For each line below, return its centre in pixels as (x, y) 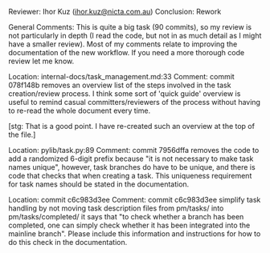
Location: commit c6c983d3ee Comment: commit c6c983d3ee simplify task (135, 200)
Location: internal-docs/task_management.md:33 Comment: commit (121, 76)
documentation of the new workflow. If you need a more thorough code (127, 52)
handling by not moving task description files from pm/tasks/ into (116, 208)
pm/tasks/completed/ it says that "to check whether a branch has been (126, 217)
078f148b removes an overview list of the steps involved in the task (120, 85)
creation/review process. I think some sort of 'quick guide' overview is (125, 94)
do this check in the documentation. (68, 242)
